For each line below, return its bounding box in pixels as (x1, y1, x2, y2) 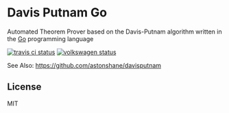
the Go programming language (7, 34, 94, 42)
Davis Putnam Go (7, 5, 108, 21)
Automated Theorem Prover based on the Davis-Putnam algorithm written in (7, 27, 222, 36)
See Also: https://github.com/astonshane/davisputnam (7, 61, 162, 69)
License (7, 81, 42, 93)
